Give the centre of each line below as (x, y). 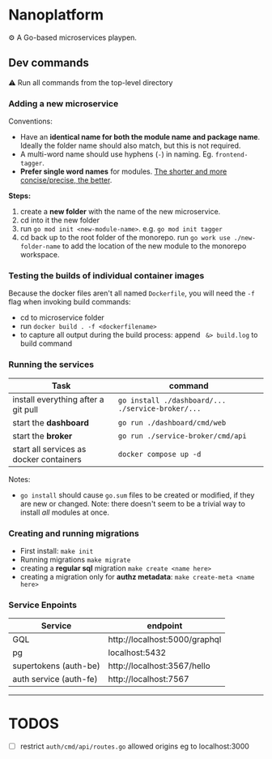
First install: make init (57, 550)
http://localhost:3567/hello (159, 666)
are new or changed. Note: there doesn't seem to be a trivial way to (132, 503)
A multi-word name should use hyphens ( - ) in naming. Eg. (117, 154)
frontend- (232, 155)
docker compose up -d (159, 454)
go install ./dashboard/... (172, 400)
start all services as (49, 449)
